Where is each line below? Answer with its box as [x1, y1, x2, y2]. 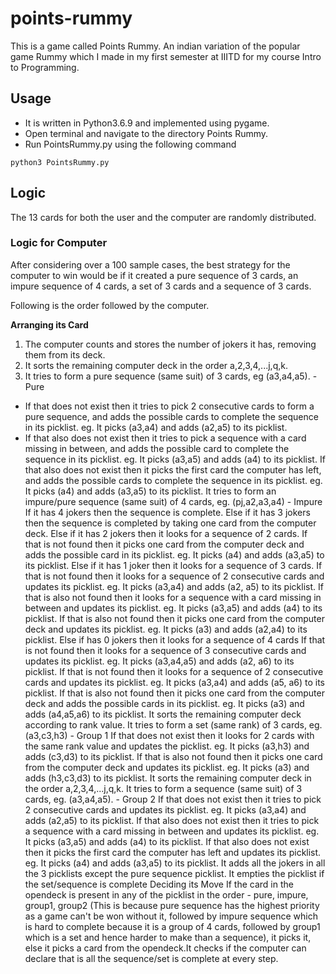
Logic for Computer [10, 236, 108, 250]
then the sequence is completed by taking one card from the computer [24, 517, 317, 529]
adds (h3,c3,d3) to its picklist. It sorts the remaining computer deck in [24, 772, 312, 784]
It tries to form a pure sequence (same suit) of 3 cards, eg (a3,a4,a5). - [24, 370, 318, 382]
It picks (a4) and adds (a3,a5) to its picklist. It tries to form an [24, 485, 277, 497]
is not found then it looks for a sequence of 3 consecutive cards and [24, 644, 307, 656]
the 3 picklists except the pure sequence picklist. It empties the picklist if [24, 867, 325, 879]
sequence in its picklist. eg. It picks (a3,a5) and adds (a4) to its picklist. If [24, 453, 326, 465]
